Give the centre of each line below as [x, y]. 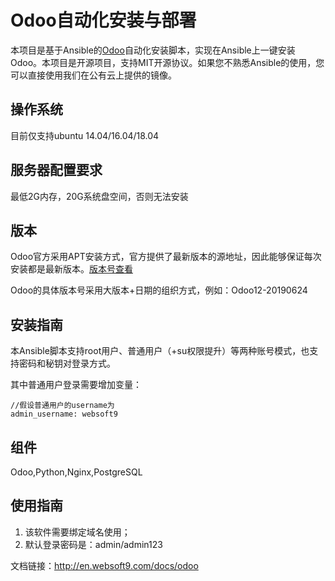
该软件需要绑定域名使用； [77, 532]
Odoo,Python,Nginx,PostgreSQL [76, 472]
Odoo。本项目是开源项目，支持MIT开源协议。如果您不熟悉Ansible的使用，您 [167, 62]
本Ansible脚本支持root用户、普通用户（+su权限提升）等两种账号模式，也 [160, 351]
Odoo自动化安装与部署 [103, 20]
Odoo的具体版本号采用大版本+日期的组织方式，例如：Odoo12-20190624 [159, 290]
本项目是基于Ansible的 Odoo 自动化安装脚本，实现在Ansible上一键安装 [153, 50]
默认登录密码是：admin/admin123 [93, 544]
